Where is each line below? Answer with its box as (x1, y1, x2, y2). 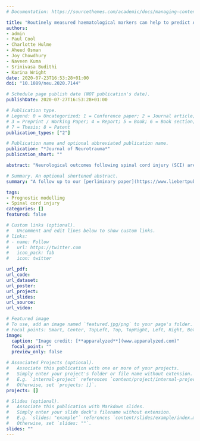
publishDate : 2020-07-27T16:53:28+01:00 (6, 97, 108, 103)
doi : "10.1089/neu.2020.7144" (6, 80, 82, 86)
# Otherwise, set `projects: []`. (6, 382, 97, 388)
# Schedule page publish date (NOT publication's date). (6, 91, 151, 97)
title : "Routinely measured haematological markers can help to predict (6, 19, 190, 26)
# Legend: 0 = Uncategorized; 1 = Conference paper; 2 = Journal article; (6, 113, 196, 119)
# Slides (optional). (6, 398, 60, 404)
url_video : (6, 305, 33, 311)
